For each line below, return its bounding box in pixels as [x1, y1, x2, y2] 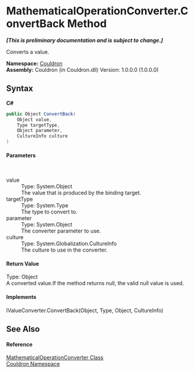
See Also [6, 324, 40, 334]
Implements [6, 293, 37, 300]
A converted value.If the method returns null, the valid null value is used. [6, 280, 184, 287]
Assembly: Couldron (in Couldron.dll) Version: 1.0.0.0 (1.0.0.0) [6, 66, 159, 73]
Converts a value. [6, 48, 50, 55]
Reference [6, 341, 33, 348]
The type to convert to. [21, 208, 78, 216]
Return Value [6, 260, 39, 267]
